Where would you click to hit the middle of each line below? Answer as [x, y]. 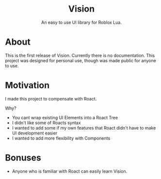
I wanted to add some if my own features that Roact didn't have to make [84, 128]
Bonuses [23, 158]
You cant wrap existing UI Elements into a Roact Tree [65, 117]
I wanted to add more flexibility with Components [61, 138]
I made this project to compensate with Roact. [51, 98]
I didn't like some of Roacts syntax [46, 123]
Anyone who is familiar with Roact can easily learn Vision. [70, 171]
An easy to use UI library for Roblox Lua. [81, 22]
